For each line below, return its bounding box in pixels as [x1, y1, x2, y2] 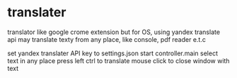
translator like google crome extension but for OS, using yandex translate [7, 28, 221, 36]
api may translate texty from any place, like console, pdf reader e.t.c [7, 35, 207, 43]
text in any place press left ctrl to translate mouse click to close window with [7, 56, 230, 65]
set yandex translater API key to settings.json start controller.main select [7, 49, 218, 57]
